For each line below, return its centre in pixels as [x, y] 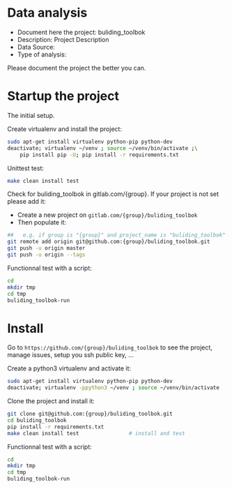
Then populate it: [42, 223]
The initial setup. [31, 115]
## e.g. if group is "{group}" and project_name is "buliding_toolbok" [117, 235]
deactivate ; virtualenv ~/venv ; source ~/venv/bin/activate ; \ [102, 148]
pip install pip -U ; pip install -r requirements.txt [99, 155]
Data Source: [36, 47]
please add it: [27, 202]
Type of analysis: [42, 54]
